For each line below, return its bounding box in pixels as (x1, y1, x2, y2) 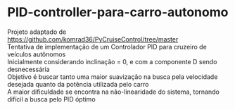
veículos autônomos (7, 50, 66, 59)
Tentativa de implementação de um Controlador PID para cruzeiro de (7, 42, 208, 51)
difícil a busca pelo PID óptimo (7, 94, 96, 103)
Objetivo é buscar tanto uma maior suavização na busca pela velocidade (7, 72, 218, 81)
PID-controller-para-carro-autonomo (7, 4, 229, 20)
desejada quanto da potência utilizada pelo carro (7, 80, 149, 88)
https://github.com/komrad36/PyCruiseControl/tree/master (7, 35, 179, 43)
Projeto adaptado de (7, 28, 67, 36)
